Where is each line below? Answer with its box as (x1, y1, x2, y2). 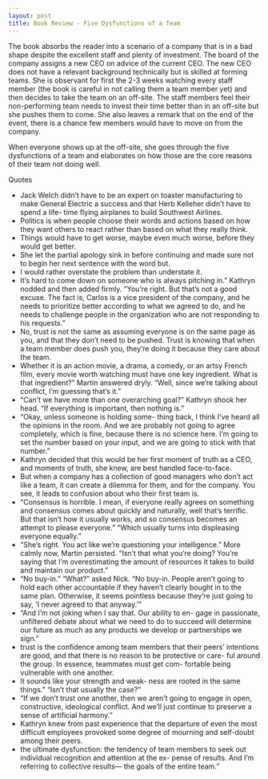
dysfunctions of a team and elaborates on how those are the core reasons (8, 150, 253, 160)
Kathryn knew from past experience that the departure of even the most (19, 719, 258, 728)
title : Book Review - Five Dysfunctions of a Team (8, 19, 181, 27)
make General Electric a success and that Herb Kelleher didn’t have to (19, 198, 250, 209)
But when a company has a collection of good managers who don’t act (19, 471, 254, 481)
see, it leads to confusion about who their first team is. (19, 489, 200, 498)
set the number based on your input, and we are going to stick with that (19, 437, 256, 447)
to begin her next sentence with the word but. (19, 258, 170, 268)
